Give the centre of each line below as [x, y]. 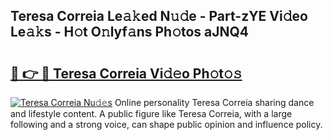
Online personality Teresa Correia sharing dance [214, 102]
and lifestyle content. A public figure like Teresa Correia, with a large [151, 113]
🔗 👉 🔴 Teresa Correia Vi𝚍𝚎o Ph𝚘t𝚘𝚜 [126, 73]
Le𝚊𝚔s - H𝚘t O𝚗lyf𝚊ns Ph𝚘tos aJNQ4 [130, 32]
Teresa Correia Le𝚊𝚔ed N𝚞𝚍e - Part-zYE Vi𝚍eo [159, 16]
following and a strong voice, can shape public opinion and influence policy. [166, 124]
